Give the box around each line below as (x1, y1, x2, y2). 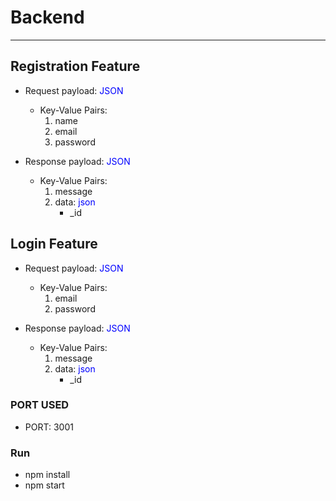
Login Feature (10, 236, 98, 253)
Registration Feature (10, 58, 141, 75)
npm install (24, 469, 71, 481)
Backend (10, 6, 85, 29)
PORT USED (10, 398, 70, 412)
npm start (24, 479, 65, 491)
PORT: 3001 (24, 421, 74, 433)
